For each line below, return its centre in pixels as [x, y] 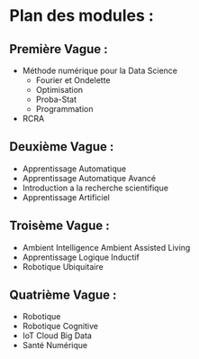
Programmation [64, 109]
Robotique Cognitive [60, 327]
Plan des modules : [82, 16]
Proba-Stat [56, 99]
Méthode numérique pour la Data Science [100, 70]
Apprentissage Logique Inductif [81, 257]
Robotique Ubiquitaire [63, 266]
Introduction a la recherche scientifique [95, 188]
